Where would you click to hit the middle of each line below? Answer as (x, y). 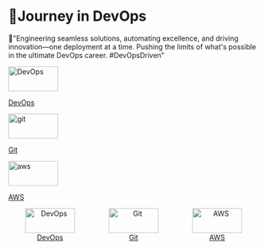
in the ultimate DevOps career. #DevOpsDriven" (87, 55)
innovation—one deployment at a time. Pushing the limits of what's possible (132, 46)
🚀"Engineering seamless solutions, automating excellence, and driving (123, 38)
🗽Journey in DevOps (78, 16)
